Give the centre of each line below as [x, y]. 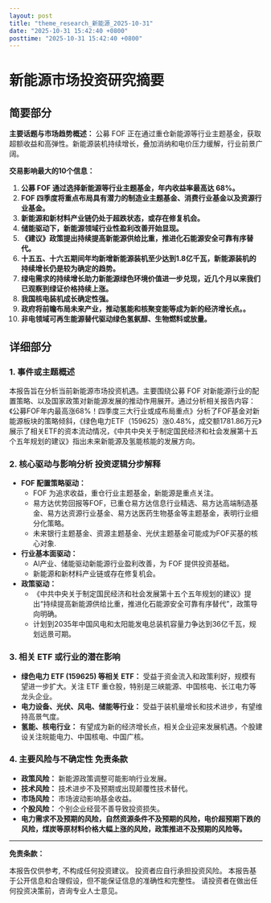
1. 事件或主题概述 [42, 371]
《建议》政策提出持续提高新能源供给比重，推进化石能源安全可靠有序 [133, 238]
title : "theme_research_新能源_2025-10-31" [81, 23]
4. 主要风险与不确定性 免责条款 [68, 760]
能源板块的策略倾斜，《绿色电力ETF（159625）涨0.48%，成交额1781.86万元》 [135, 420]
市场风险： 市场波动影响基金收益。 [78, 798]
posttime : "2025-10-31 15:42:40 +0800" [76, 38]
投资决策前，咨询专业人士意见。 [69, 890]
